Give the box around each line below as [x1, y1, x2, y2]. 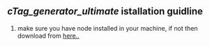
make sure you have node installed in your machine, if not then [17, 24, 198, 32]
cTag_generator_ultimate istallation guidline [7, 6, 204, 17]
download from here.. [17, 31, 80, 40]
